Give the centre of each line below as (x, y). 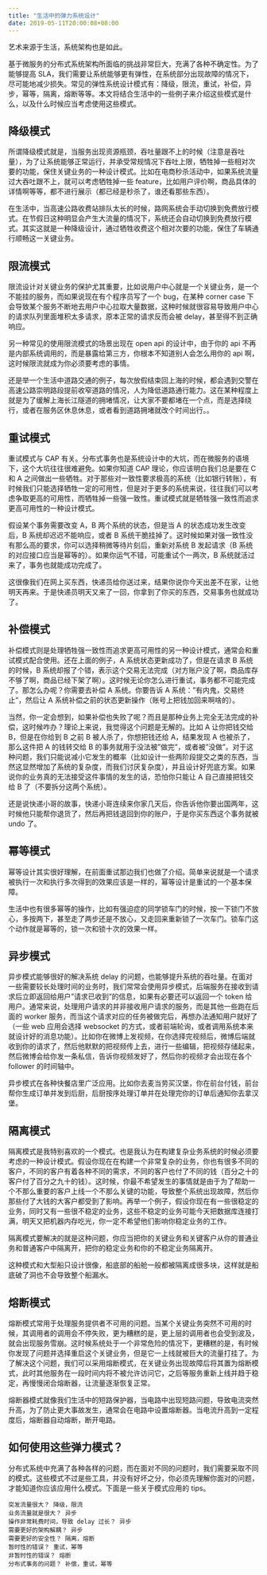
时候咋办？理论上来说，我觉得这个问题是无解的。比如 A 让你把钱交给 (141, 727)
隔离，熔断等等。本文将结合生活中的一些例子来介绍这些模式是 (143, 93)
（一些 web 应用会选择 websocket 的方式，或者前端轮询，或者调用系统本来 (131, 1027)
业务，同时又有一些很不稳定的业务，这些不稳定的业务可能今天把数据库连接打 (133, 1212)
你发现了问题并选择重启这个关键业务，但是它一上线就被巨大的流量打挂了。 (130, 1353)
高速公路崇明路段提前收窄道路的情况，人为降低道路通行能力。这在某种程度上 (133, 391)
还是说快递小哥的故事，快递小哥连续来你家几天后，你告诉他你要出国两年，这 (133, 803)
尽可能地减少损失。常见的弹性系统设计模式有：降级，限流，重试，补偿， (126, 84)
